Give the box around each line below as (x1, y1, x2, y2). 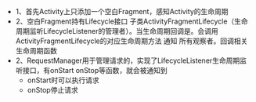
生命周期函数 (15, 46, 57, 55)
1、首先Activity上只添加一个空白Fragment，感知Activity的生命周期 (15, 7, 229, 16)
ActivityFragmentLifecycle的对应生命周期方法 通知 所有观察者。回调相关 (15, 36, 248, 46)
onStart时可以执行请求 (27, 75, 99, 85)
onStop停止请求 (27, 86, 78, 94)
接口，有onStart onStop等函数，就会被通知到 (22, 66, 168, 75)
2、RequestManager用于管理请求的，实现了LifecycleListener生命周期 (15, 56, 240, 65)
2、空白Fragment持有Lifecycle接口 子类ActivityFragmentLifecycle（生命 (15, 16, 248, 26)
